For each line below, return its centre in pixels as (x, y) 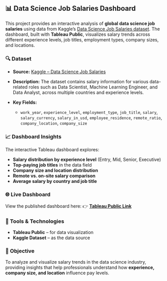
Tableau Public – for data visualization (53, 232)
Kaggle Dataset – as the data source (51, 238)
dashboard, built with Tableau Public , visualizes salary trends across (78, 34)
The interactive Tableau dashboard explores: (52, 150)
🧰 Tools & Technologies (35, 221)
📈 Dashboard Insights (33, 137)
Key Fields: (25, 102)
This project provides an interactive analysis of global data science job (80, 23)
